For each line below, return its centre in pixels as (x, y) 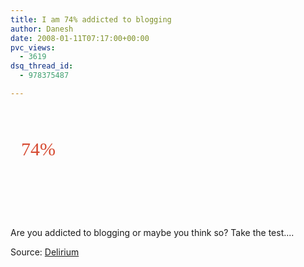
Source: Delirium (45, 252)
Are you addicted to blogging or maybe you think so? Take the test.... (152, 232)
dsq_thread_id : (42, 66)
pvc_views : (33, 47)
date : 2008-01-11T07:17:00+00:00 (80, 38)
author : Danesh (42, 29)
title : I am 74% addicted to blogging (91, 19)
